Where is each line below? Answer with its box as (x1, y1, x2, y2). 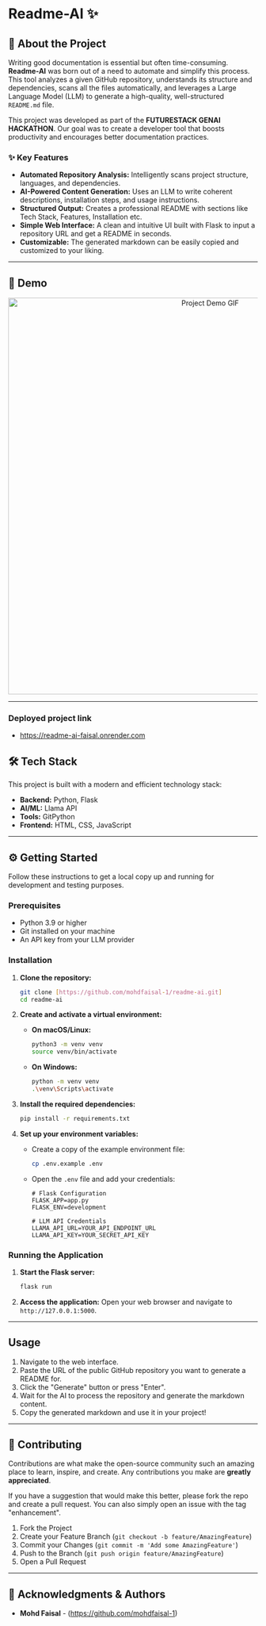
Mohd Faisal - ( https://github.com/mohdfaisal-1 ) (19, 1609, 178, 1618)
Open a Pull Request (19, 1557, 87, 1567)
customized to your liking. (19, 246, 104, 255)
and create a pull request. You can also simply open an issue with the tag (8, 1500, 247, 1509)
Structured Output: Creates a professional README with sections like (19, 204, 249, 213)
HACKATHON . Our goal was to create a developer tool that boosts (8, 124, 225, 133)
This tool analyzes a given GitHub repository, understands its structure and (8, 75, 253, 84)
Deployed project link (8, 713, 93, 724)
